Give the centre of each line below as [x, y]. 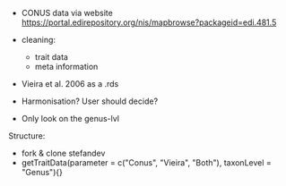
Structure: [27, 136]
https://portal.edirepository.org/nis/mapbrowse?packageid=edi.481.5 [149, 22]
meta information [66, 67]
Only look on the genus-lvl [70, 118]
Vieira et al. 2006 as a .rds [70, 84]
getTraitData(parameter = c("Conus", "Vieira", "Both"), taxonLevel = [147, 163]
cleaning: [38, 40]
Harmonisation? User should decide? [90, 101]
